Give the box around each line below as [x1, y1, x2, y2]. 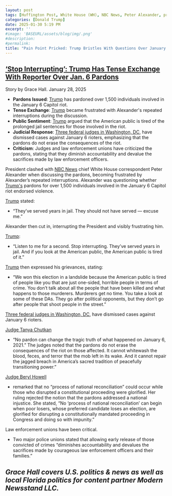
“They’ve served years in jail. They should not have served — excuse [12, 208, 159, 214]
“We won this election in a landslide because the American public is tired [12, 274, 166, 280]
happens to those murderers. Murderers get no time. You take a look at [12, 291, 163, 297]
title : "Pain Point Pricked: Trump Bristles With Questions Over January [5, 46, 166, 51]
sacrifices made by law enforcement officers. [12, 156, 109, 162]
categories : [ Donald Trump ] [5, 17, 66, 22]
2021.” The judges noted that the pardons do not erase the [12, 342, 137, 348]
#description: [5, 36, 36, 42]
